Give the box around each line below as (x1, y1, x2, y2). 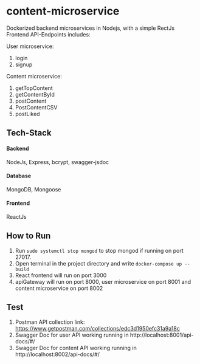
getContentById (15, 91, 55, 98)
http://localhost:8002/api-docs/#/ (15, 351, 100, 358)
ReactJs (6, 213, 27, 220)
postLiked (15, 110, 41, 117)
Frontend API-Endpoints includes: (6, 30, 91, 38)
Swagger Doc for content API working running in (15, 344, 137, 351)
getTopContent (15, 84, 53, 92)
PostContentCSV (15, 103, 58, 111)
